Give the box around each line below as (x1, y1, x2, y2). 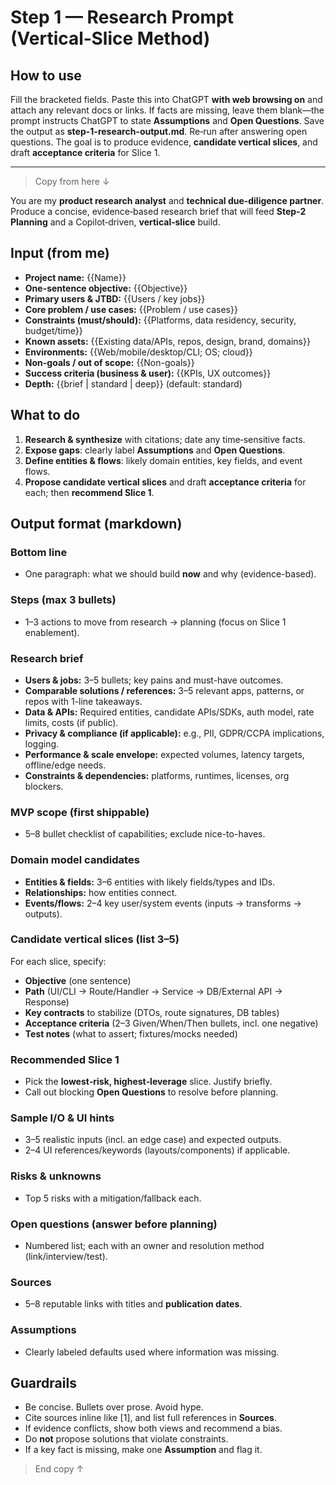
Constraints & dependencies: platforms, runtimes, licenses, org (24, 769, 290, 781)
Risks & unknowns (10, 1169, 102, 1183)
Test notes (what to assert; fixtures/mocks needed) (24, 1027, 238, 1040)
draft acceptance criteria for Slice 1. (10, 147, 161, 158)
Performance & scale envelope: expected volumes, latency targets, (24, 748, 305, 760)
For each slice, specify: (10, 955, 107, 967)
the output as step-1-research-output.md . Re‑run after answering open (10, 126, 308, 137)
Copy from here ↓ (34, 176, 110, 187)
